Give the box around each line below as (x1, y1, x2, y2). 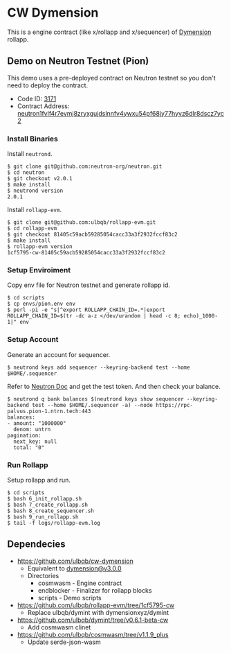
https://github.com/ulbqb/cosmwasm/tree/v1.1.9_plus (17, 630, 169, 638)
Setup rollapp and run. (7, 476, 71, 484)
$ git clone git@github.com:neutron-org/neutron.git (7, 163, 163, 171)
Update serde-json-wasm (27, 638, 102, 646)
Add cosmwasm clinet (27, 622, 91, 632)
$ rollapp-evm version (7, 243, 73, 250)
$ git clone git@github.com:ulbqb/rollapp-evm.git (7, 219, 156, 226)
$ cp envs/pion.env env (7, 300, 76, 308)
